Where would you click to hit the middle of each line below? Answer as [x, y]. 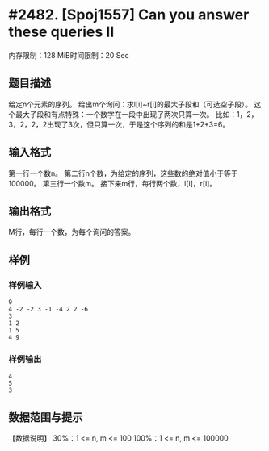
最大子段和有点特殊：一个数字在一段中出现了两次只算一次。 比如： [126, 114]
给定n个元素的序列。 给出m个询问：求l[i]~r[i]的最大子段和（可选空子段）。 [130, 104]
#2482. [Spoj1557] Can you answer [129, 15]
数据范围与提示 [46, 417]
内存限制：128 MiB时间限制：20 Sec [69, 55]
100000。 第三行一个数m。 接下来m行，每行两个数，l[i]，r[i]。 [113, 183]
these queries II [61, 32]
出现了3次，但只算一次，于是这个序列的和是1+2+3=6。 [139, 124]
